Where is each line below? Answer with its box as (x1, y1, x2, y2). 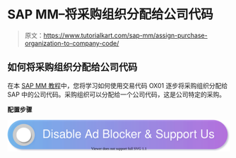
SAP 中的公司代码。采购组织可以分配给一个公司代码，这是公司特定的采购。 (7, 90, 226, 99)
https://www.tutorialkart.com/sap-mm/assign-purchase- (43, 31, 208, 39)
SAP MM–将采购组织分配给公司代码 (7, 6, 213, 23)
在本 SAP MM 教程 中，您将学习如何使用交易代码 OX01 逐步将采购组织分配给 (7, 81, 228, 90)
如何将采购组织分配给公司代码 (7, 61, 138, 73)
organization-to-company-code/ (24, 39, 119, 47)
